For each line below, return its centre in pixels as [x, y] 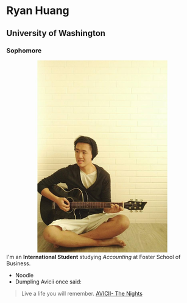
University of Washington [56, 33]
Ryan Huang [38, 11]
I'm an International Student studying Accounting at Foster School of [94, 257]
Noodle [24, 275]
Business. [19, 263]
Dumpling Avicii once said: [48, 282]
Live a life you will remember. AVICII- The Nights [82, 293]
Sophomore [24, 51]
